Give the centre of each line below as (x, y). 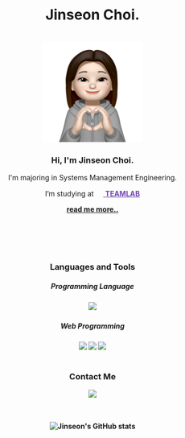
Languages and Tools (92, 267)
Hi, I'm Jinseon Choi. (92, 160)
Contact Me (92, 377)
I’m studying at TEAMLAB (92, 194)
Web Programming (92, 326)
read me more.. (92, 209)
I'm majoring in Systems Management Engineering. (92, 178)
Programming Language (92, 286)
